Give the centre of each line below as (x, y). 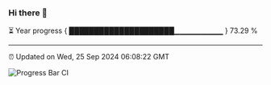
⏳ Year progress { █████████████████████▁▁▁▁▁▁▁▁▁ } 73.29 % (133, 30)
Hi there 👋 (28, 13)
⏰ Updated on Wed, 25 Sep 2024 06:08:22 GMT (89, 57)
